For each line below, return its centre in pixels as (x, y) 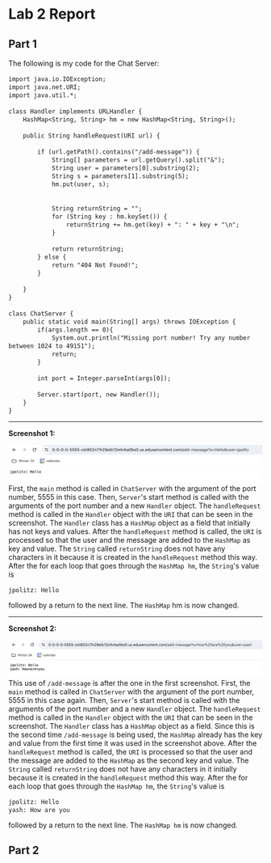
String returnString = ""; (97, 209)
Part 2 (24, 850)
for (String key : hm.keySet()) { (109, 217)
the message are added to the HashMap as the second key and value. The (129, 760)
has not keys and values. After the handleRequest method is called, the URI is (135, 531)
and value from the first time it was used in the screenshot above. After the (133, 743)
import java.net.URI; (45, 87)
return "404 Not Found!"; (95, 265)
